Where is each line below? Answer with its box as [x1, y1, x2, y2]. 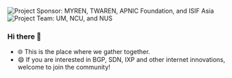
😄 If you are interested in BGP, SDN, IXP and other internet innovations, [17, 56, 226, 64]
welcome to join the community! [17, 63, 111, 72]
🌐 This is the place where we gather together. [17, 48, 150, 56]
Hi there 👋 [7, 32, 42, 41]
